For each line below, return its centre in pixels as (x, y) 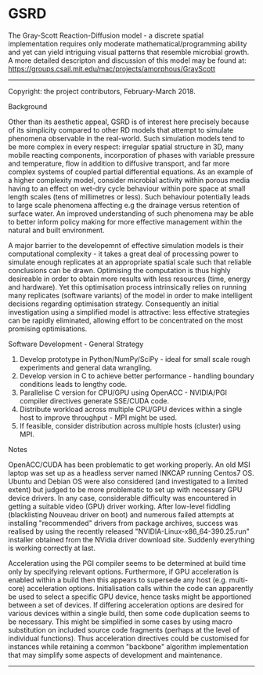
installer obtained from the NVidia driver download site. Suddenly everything (131, 539)
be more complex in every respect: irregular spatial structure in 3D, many (126, 147)
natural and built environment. (56, 230)
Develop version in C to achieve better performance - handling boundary (137, 376)
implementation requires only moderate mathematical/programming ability (128, 43)
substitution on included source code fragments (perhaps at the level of (124, 629)
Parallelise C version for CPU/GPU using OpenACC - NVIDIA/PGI (123, 392)
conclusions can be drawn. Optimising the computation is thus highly (119, 270)
